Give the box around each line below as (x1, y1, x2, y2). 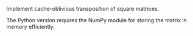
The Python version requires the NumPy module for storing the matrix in (6, 17, 187, 23)
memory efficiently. (6, 23, 55, 30)
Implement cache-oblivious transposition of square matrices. (6, 5, 160, 12)
